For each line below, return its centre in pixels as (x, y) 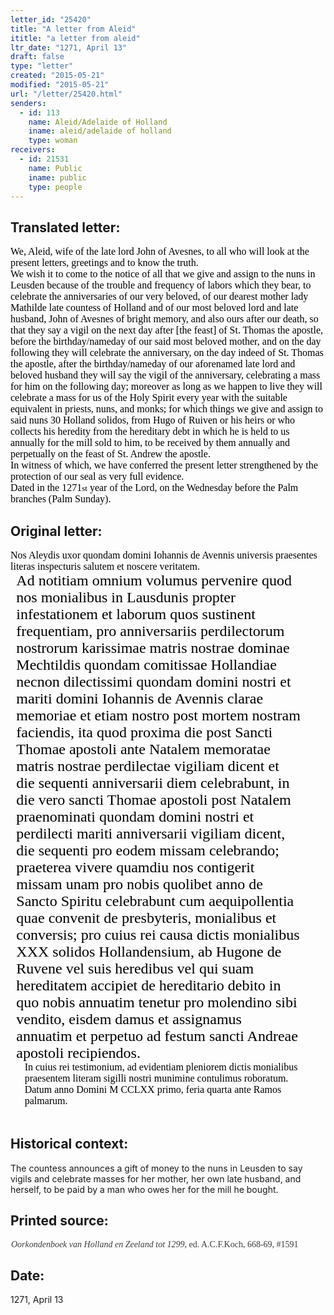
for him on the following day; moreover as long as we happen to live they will (166, 387)
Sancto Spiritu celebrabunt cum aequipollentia (155, 901)
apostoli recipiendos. (78, 1052)
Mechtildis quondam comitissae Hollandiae (146, 664)
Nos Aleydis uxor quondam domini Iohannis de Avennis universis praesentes (164, 555)
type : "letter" (42, 66)
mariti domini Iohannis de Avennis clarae (140, 698)
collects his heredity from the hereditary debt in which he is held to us (150, 432)
